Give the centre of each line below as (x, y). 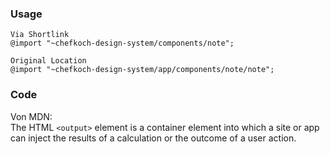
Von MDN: (31, 116)
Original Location (48, 61)
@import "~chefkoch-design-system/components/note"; (122, 43)
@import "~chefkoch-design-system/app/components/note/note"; (142, 70)
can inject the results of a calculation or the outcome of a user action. (153, 138)
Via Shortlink (40, 35)
